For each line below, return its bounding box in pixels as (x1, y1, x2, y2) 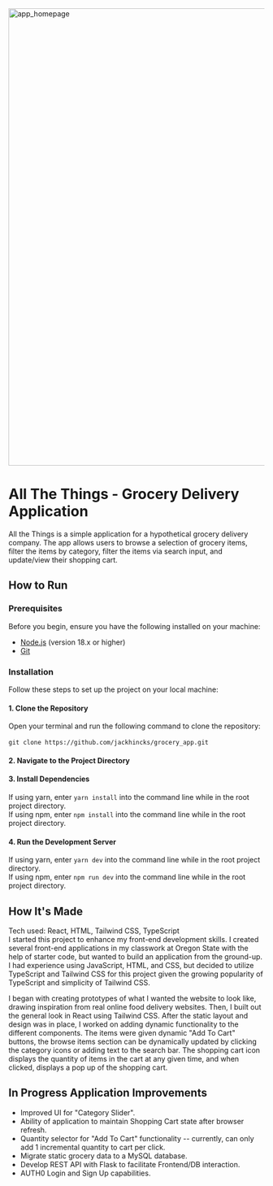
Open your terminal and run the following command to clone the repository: (8, 721, 262, 731)
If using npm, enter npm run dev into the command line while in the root (8, 872, 246, 882)
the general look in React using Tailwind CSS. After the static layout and (8, 1010, 249, 1020)
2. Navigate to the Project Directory (8, 755, 130, 765)
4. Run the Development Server (8, 836, 116, 846)
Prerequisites (8, 603, 63, 615)
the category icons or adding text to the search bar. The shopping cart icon (8, 1045, 261, 1055)
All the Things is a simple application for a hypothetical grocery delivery (8, 528, 249, 539)
